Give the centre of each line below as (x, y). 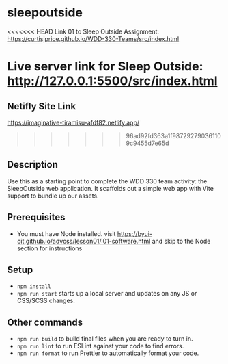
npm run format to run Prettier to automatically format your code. (108, 353)
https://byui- (134, 233)
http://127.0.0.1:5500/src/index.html (112, 81)
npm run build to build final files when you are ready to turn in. (105, 339)
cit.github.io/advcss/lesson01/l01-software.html (84, 241)
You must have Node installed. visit (66, 233)
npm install (34, 287)
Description (32, 165)
